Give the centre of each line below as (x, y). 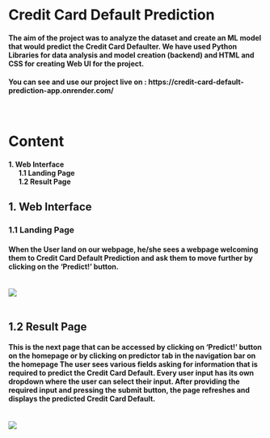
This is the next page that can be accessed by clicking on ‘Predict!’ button (135, 347)
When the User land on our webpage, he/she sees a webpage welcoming (133, 249)
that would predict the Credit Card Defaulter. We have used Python (122, 46)
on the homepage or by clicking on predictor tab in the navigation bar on (132, 356)
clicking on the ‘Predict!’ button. (63, 266)
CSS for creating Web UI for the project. (76, 63)
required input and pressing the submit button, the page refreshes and (129, 390)
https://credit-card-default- (196, 82)
